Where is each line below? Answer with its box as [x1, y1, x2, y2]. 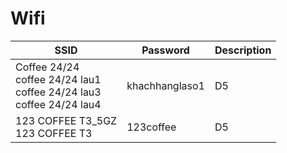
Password [141, 43, 190, 57]
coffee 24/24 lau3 [15, 85, 102, 99]
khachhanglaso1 [126, 78, 205, 92]
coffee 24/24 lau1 [15, 72, 102, 86]
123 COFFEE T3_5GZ [15, 113, 118, 127]
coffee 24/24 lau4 [15, 97, 102, 111]
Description [214, 43, 272, 57]
